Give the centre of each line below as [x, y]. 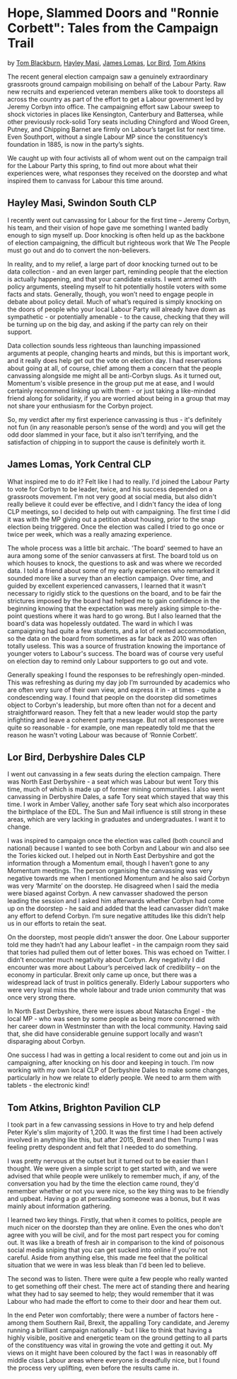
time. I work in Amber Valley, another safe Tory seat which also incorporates [118, 804]
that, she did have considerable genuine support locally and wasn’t [105, 1034]
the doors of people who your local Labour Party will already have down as [117, 309]
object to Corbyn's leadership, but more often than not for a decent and [111, 705]
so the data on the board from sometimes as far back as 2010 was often [112, 638]
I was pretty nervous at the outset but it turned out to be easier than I [108, 1161]
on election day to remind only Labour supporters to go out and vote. [108, 661]
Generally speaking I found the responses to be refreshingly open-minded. [116, 674]
